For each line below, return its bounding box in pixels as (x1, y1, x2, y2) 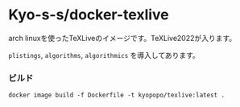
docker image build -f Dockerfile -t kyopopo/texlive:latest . (8, 91, 226, 100)
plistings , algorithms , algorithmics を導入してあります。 (8, 50, 200, 60)
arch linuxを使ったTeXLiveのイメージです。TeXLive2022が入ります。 (8, 33, 237, 43)
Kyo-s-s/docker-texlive (8, 6, 169, 24)
